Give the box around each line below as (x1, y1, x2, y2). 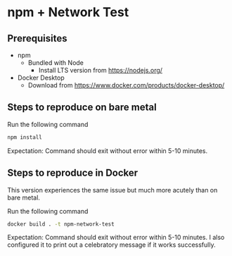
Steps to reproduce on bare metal (7, 102, 157, 114)
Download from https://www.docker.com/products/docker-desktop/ (27, 81, 225, 89)
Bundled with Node (27, 59, 84, 67)
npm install (7, 133, 42, 141)
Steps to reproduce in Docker (7, 167, 138, 179)
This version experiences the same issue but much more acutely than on (7, 185, 218, 194)
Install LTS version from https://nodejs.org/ (38, 66, 163, 74)
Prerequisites (7, 32, 67, 44)
